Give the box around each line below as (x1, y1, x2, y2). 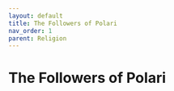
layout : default (8, 11, 63, 20)
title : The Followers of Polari (8, 19, 117, 27)
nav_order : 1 (8, 27, 53, 35)
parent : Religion (8, 34, 67, 43)
